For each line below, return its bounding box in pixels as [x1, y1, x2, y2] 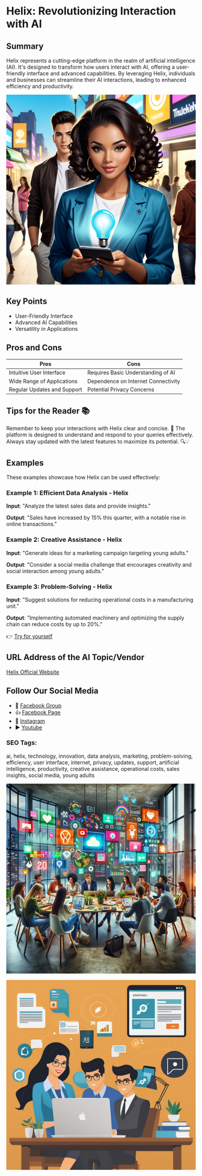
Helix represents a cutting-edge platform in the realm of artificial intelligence [6, 57, 195, 64]
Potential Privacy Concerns [87, 386, 155, 393]
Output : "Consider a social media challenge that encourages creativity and [6, 561, 192, 568]
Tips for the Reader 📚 [6, 406, 90, 416]
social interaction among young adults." [6, 567, 105, 574]
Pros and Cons [6, 342, 62, 353]
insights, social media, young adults [6, 772, 95, 779]
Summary [6, 41, 44, 51]
